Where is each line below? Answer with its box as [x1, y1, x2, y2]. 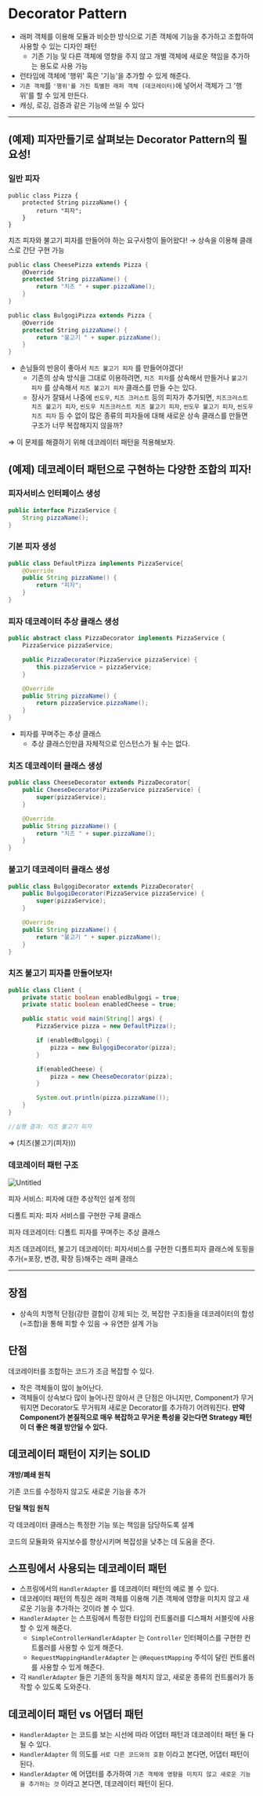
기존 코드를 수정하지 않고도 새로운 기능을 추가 [8, 1486, 146, 1496]
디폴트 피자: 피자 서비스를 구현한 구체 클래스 [8, 1211, 142, 1220]
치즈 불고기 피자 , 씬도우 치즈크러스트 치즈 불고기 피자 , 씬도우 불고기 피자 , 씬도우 [31, 401, 254, 411]
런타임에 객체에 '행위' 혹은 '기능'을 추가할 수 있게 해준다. [19, 71, 191, 80]
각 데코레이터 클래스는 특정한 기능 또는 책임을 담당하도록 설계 [8, 1519, 194, 1529]
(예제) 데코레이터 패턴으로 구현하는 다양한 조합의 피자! [8, 463, 252, 476]
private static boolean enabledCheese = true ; [22, 1001, 177, 1009]
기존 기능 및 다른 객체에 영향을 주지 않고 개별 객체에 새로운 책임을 [31, 51, 229, 60]
